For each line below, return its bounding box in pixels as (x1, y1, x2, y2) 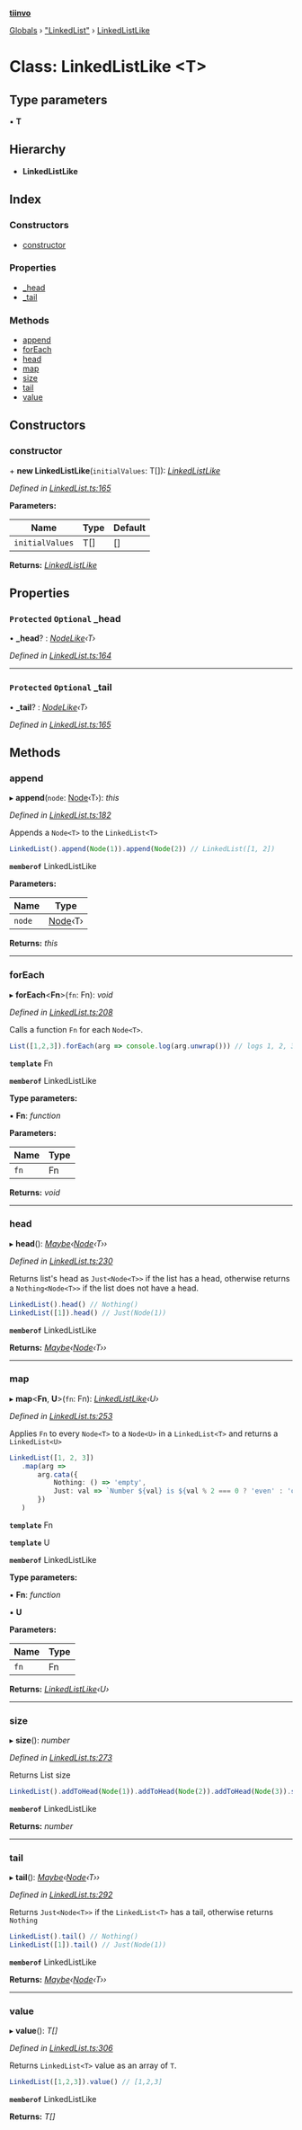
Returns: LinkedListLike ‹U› (9, 1683, 110, 1694)
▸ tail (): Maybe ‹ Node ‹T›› (9, 1872, 101, 1883)
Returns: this (9, 938, 58, 949)
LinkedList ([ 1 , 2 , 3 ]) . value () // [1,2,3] (9, 2078, 164, 2087)
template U (9, 1537, 50, 1548)
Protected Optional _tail (9, 681, 112, 694)
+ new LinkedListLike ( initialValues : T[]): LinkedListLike (9, 465, 221, 475)
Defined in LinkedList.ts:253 (9, 1410, 113, 1421)
